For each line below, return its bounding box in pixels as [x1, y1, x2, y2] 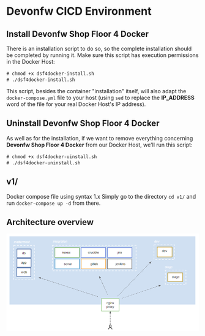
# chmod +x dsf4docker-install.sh [6, 71, 95, 77]
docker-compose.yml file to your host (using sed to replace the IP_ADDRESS [6, 94, 195, 101]
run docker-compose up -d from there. [6, 199, 101, 207]
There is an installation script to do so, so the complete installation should [6, 45, 192, 52]
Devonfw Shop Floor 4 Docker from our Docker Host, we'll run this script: [6, 141, 193, 148]
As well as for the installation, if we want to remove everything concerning [6, 134, 193, 142]
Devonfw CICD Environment [6, 4, 152, 18]
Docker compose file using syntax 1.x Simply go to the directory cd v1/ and [6, 193, 196, 200]
